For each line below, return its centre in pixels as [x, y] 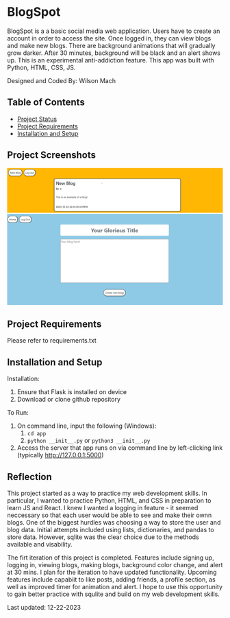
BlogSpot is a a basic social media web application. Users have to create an [114, 31]
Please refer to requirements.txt [52, 341]
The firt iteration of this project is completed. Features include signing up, [111, 558]
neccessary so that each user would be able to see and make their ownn [110, 515]
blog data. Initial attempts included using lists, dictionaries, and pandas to [111, 529]
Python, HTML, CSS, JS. [41, 67]
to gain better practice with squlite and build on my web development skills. [114, 594]
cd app [37, 434]
